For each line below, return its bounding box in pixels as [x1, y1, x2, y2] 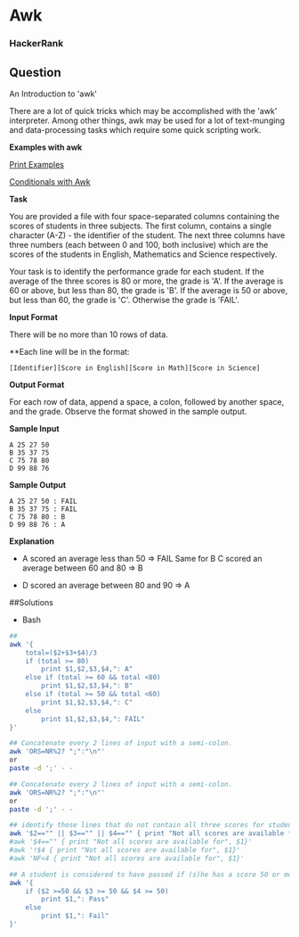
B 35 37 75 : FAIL [9, 505, 77, 514]
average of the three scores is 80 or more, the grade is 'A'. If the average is [9, 275, 284, 286]
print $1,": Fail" [41, 911, 109, 921]
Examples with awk [9, 142, 83, 152]
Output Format [9, 379, 65, 390]
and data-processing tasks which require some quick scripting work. [9, 124, 262, 135]
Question [9, 64, 61, 80]
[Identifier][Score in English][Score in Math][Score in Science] [9, 363, 261, 373]
